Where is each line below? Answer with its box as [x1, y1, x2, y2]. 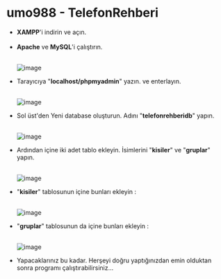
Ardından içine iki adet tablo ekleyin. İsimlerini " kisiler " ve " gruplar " [16, 145, 211, 154]
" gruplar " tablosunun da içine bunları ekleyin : [16, 221, 149, 230]
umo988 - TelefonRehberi [6, 5, 159, 21]
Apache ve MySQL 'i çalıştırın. [16, 42, 103, 51]
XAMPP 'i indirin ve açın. [16, 28, 87, 36]
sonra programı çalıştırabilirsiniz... [16, 263, 114, 272]
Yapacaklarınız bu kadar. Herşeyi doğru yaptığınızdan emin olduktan [16, 256, 212, 264]
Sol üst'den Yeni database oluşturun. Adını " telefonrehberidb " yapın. [16, 111, 215, 120]
